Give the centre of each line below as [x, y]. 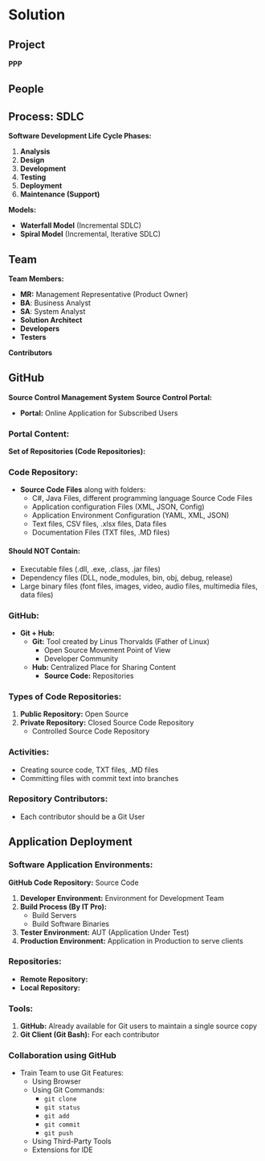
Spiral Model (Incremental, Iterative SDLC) [90, 234]
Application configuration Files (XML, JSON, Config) [118, 507]
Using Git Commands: [68, 1090]
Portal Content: [39, 434]
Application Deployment [70, 842]
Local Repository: [50, 987]
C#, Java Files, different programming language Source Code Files [142, 498]
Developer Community [81, 659]
